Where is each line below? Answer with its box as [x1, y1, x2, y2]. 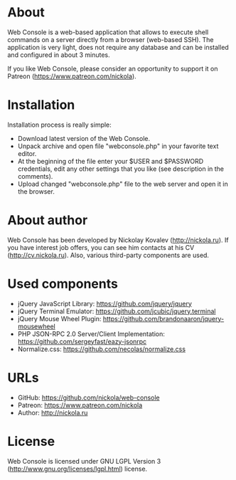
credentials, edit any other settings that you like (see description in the [17, 165, 225, 173]
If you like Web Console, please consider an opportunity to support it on [7, 64, 218, 73]
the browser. [17, 187, 55, 196]
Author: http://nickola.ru [17, 408, 88, 417]
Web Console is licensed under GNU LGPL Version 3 [7, 456, 161, 465]
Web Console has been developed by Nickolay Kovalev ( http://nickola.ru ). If [7, 236, 229, 244]
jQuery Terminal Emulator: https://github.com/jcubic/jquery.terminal [17, 307, 216, 315]
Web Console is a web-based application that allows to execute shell [7, 28, 209, 36]
